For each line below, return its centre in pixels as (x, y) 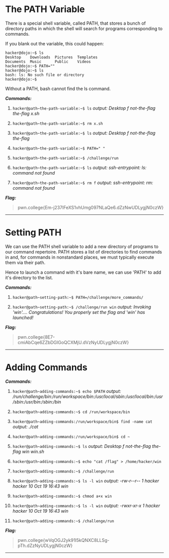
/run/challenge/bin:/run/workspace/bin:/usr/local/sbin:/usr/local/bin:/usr (88, 396)
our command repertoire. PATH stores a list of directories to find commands (84, 252)
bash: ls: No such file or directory (45, 75)
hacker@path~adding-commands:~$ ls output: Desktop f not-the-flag (82, 446)
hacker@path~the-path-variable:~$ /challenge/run (66, 158)
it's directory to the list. (29, 277)
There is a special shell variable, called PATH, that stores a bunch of (75, 23)
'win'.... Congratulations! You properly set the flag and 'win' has (79, 312)
